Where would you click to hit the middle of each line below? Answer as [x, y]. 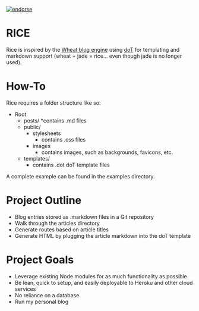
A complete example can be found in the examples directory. [81, 176]
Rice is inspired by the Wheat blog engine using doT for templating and [93, 49]
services [25, 289]
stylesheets [47, 133]
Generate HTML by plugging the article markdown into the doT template [103, 235]
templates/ [37, 158]
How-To [26, 87]
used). [14, 62]
